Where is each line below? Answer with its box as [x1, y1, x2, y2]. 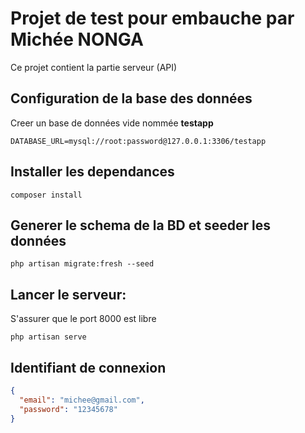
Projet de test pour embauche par [10, 7, 295, 30]
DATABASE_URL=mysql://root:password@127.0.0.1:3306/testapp [10, 136, 267, 146]
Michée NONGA [10, 28, 144, 51]
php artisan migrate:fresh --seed [10, 259, 155, 269]
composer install [10, 190, 83, 200]
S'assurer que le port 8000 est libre [10, 313, 157, 325]
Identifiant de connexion [10, 359, 167, 376]
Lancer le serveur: [10, 286, 127, 303]
